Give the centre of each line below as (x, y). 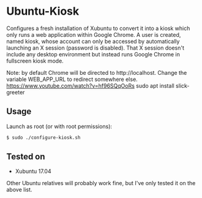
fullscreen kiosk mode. (35, 61)
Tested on (26, 157)
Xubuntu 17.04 (33, 171)
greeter (16, 92)
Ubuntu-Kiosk (43, 11)
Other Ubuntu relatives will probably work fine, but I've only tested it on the (101, 183)
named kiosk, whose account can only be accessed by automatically (93, 41)
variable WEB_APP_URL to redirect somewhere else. (72, 79)
